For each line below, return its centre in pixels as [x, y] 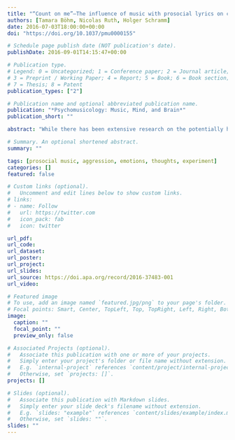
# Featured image [33, 297]
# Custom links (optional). [48, 187]
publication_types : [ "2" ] [45, 91]
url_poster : [24, 258]
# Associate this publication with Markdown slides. [89, 399]
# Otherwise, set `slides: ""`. [58, 419]
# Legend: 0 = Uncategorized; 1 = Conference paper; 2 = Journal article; [119, 71]
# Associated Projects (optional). [59, 348]
